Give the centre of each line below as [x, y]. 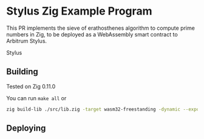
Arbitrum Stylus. [27, 41]
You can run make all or [36, 98]
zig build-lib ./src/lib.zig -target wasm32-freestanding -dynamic [93, 109]
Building [22, 72]
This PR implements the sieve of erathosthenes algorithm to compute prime [101, 28]
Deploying [26, 128]
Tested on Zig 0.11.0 [31, 86]
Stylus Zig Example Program [80, 11]
